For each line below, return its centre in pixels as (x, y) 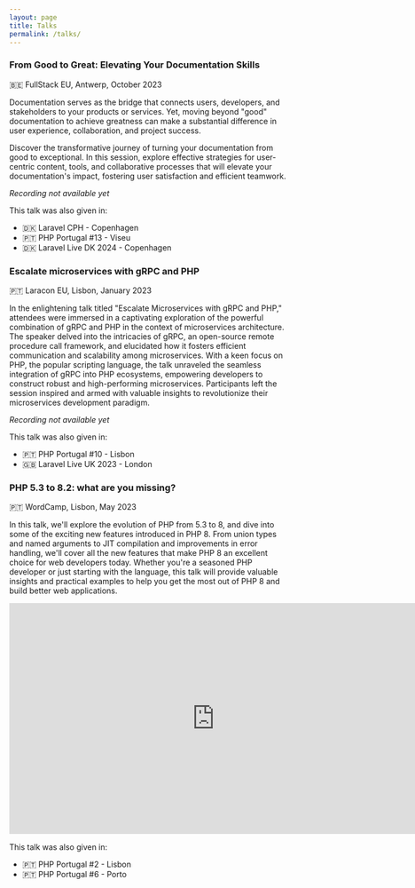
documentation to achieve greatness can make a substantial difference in (143, 121)
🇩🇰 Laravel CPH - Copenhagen (80, 227)
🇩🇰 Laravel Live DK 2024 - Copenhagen (97, 247)
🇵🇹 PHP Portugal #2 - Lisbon (76, 864)
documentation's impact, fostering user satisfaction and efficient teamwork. (148, 176)
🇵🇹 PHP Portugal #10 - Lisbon (78, 454)
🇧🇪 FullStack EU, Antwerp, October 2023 (86, 84)
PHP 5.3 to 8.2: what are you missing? (93, 488)
